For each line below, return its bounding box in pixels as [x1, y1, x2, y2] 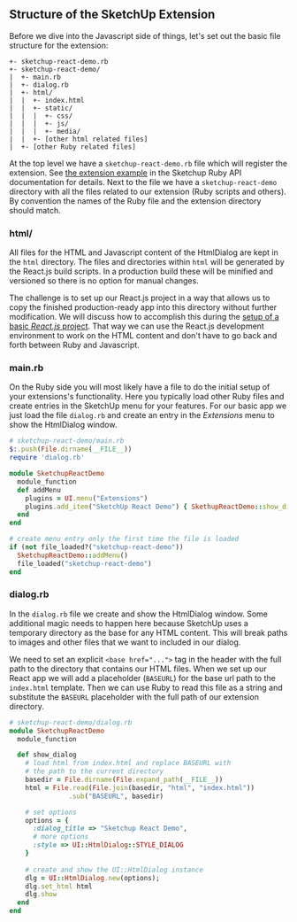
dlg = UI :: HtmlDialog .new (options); [25, 873, 161, 882]
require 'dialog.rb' [9, 453, 86, 462]
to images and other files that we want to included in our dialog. [9, 637, 241, 647]
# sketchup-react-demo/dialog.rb [9, 717, 133, 727]
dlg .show [25, 890, 57, 899]
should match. [9, 205, 62, 215]
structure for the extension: [9, 40, 109, 50]
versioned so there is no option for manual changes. [9, 275, 199, 286]
